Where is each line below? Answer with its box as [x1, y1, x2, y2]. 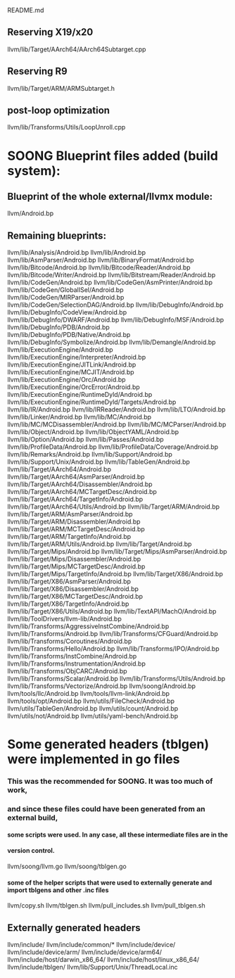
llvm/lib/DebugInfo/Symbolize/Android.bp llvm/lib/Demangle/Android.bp [7, 338, 216, 347]
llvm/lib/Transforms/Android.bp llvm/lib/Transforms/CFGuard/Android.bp [7, 630, 218, 638]
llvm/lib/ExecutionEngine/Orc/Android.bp [7, 376, 126, 384]
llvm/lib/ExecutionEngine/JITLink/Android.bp [7, 360, 136, 369]
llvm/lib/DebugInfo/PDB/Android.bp [7, 323, 110, 331]
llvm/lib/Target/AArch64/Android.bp [7, 465, 111, 474]
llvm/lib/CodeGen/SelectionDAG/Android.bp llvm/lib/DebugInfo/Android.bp [7, 300, 224, 309]
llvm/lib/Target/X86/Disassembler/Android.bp [7, 585, 139, 593]
